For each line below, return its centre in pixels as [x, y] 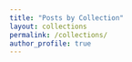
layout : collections [49, 26]
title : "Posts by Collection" [67, 18]
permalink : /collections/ [58, 35]
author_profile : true [51, 43]
